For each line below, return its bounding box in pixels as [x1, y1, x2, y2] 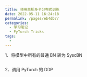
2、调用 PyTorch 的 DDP [5, 66, 53, 72]
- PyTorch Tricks [9, 29, 44, 34]
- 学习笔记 [9, 25, 28, 30]
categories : [5, 20, 29, 26]
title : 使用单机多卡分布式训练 [5, 7, 60, 12]
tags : [5, 34, 16, 39]
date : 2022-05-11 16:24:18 [5, 12, 59, 16]
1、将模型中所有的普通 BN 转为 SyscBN [5, 52, 83, 58]
